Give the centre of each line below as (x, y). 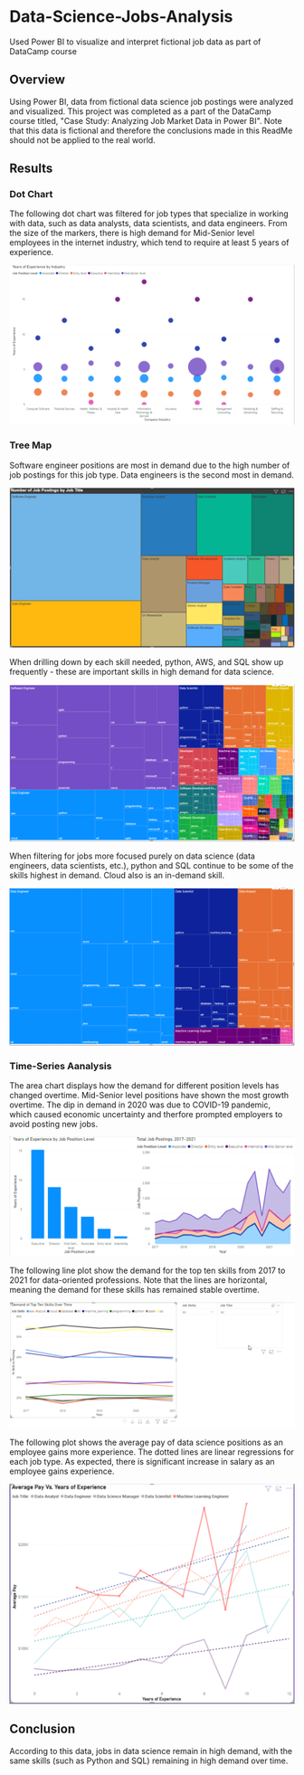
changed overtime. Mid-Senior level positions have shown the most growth (149, 1096)
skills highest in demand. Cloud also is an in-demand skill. (117, 876)
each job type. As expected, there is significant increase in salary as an (142, 1461)
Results (31, 169)
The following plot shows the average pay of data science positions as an (146, 1442)
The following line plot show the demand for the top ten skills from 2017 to (147, 1271)
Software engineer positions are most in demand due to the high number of (150, 465)
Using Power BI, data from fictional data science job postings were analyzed (152, 101)
